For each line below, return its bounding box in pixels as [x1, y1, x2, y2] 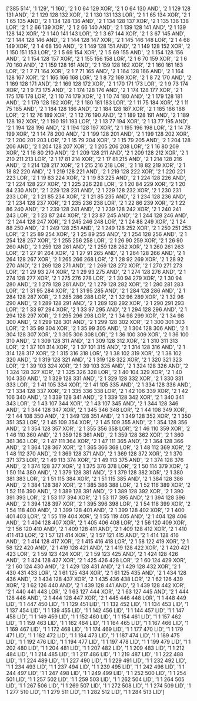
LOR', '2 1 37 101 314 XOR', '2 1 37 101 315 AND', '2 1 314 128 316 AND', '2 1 [6, 343, 185, 350]
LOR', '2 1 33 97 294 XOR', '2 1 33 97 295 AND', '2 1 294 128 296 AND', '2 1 [6, 306, 187, 313]
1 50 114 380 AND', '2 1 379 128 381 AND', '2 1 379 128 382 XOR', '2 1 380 [6, 469, 183, 476]
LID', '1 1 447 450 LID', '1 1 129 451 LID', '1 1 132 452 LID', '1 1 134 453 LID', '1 [6, 601, 189, 607]
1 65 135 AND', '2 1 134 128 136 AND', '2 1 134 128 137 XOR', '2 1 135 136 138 [6, 18, 189, 24]
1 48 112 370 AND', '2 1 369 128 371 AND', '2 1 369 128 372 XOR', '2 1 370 [6, 450, 183, 457]
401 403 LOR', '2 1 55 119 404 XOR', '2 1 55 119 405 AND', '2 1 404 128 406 [6, 513, 187, 520]
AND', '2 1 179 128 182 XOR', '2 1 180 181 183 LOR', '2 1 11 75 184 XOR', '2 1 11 [6, 99, 189, 106]
